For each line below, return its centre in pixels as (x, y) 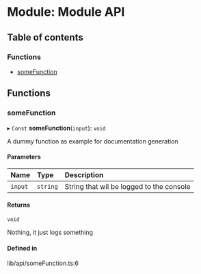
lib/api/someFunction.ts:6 (43, 263)
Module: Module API (66, 12)
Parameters (24, 157)
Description (84, 174)
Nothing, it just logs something (50, 232)
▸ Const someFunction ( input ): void (56, 128)
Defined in (22, 248)
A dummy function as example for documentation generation (93, 141)
